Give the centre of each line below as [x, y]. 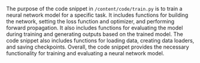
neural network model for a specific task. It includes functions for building [97, 15]
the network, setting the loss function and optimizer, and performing [90, 21]
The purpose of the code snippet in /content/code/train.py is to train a [94, 9]
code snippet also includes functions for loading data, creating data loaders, [100, 40]
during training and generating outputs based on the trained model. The [95, 34]
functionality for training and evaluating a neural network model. [85, 53]
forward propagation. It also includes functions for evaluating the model [95, 28]
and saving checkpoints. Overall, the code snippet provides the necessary [98, 47]
